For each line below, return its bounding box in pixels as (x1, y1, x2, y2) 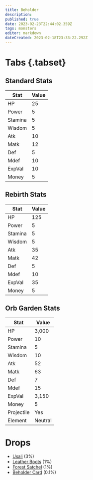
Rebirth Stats (5, 190, 47, 199)
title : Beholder (5, 7, 39, 13)
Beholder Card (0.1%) (12, 469, 56, 475)
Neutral (34, 417, 52, 424)
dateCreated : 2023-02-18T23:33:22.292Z (5, 36, 88, 41)
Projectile (7, 409, 30, 416)
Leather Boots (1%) (12, 459, 52, 465)
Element (7, 417, 27, 424)
